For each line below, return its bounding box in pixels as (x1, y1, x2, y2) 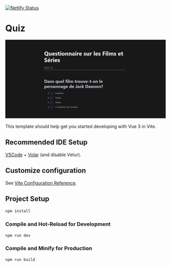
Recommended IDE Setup (5, 138, 88, 147)
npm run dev (5, 233, 31, 238)
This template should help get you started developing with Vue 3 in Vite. (5, 124, 157, 130)
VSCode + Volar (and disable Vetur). (5, 152, 81, 158)
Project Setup (5, 195, 50, 203)
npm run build (5, 257, 36, 262)
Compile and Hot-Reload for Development (5, 221, 111, 228)
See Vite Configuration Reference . (5, 180, 77, 186)
